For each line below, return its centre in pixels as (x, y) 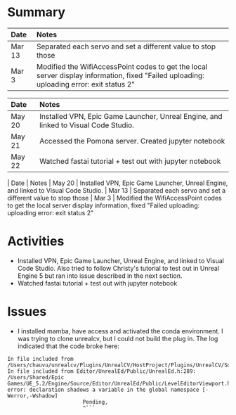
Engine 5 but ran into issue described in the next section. (100, 276)
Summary (36, 12)
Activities (36, 242)
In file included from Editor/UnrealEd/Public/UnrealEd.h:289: (102, 371)
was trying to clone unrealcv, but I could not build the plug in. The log (118, 338)
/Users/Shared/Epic (36, 377)
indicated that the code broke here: (68, 346)
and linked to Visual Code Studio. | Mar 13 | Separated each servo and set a (117, 190)
